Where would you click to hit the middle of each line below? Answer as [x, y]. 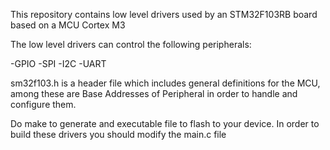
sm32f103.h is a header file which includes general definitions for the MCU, [165, 83]
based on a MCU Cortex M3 [68, 25]
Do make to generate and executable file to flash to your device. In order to [165, 123]
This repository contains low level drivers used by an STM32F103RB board [164, 14]
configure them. [43, 104]
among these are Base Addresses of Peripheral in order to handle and [154, 93]
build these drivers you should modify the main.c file [118, 134]
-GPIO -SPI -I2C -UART [58, 63]
